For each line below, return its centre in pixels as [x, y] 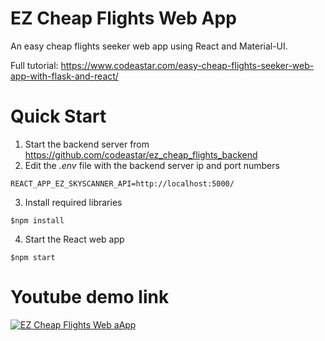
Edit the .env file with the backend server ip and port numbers [152, 165]
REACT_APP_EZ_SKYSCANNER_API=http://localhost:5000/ [122, 183]
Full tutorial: [34, 65]
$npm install [37, 220]
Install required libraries [73, 202]
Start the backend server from [87, 144]
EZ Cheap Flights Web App [123, 18]
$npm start [33, 257]
